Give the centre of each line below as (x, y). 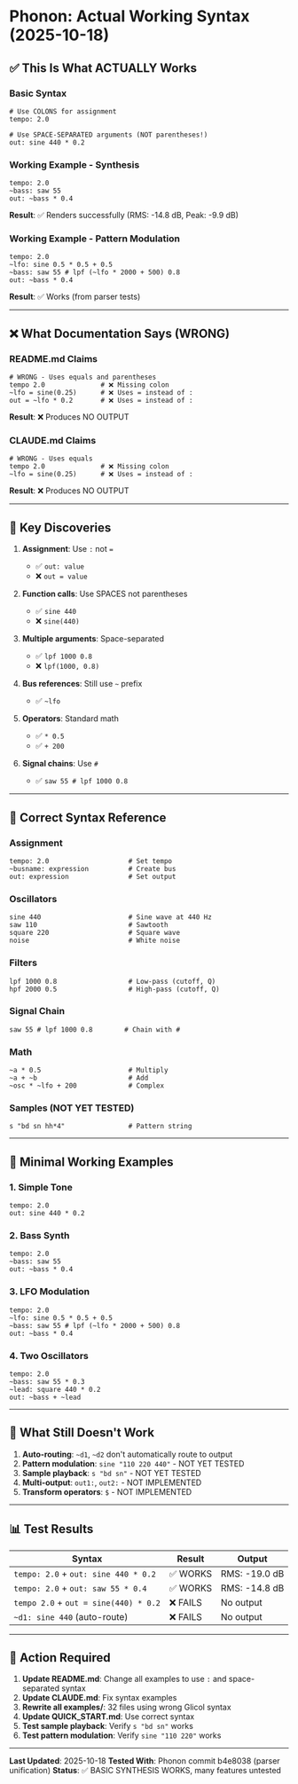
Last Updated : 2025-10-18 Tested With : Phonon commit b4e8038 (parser (145, 1761)
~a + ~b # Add (79, 1078)
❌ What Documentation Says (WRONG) (120, 333)
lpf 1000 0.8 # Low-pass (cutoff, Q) (113, 981)
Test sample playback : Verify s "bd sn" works (107, 1726)
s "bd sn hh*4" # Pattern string (101, 1127)
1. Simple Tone (41, 1187)
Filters (24, 963)
